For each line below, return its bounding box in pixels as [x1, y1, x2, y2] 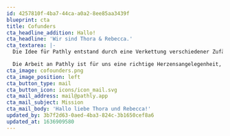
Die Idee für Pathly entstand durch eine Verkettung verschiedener [12, 49, 210, 56]
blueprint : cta [6, 16, 50, 23]
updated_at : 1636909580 [6, 118, 75, 125]
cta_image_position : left [6, 73, 80, 80]
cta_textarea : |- [6, 42, 56, 49]
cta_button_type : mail [6, 80, 71, 87]
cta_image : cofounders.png [6, 67, 84, 74]
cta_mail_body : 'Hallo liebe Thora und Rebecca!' [6, 106, 152, 113]
